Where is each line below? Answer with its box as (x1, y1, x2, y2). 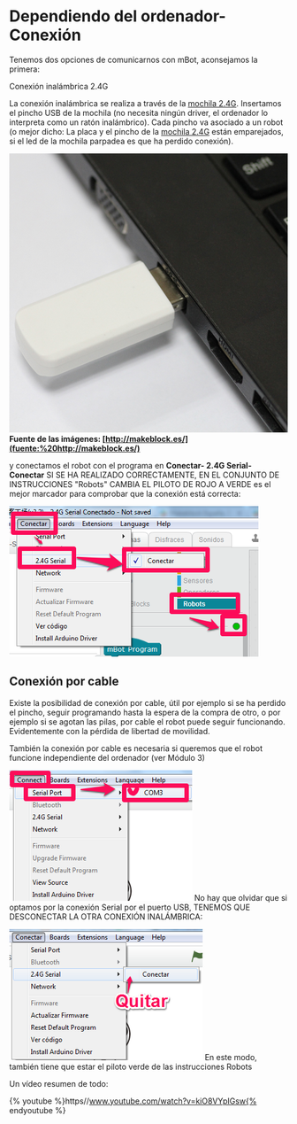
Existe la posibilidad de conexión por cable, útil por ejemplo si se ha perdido (9, 697, 286, 708)
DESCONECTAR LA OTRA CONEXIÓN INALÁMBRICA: (9, 911, 203, 922)
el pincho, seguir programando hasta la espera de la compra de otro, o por (9, 707, 281, 717)
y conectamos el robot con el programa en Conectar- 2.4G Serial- (9, 460, 252, 470)
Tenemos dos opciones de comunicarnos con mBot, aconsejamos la (9, 54, 258, 65)
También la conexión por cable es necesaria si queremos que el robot (9, 742, 263, 754)
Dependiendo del (9, 6, 138, 27)
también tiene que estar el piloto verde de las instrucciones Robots (9, 1061, 253, 1072)
